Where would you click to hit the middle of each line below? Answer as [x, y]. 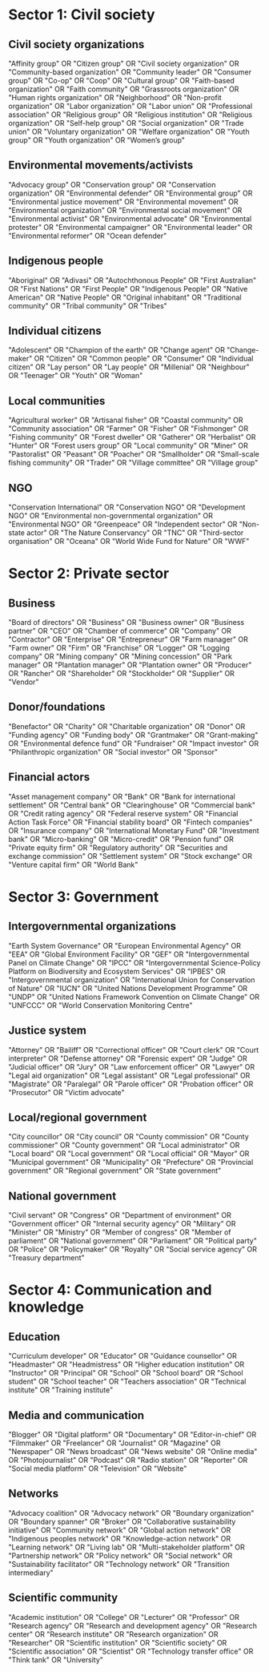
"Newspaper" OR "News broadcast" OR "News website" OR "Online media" [133, 1451]
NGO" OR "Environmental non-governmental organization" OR [111, 516]
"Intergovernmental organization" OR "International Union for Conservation [132, 980]
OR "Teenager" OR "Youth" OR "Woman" [76, 376]
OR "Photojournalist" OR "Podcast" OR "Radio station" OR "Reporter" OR [128, 1460]
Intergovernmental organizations [92, 927]
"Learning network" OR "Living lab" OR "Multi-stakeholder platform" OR [127, 1547]
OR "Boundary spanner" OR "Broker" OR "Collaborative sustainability [122, 1521]
